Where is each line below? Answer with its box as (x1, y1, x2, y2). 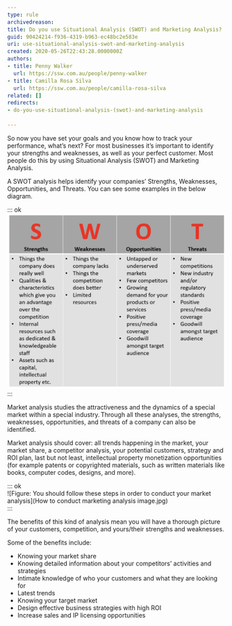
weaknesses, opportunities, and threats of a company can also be (7, 418, 197, 426)
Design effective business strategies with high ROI (17, 603, 162, 612)
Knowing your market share (17, 551, 97, 560)
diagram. (7, 191, 33, 200)
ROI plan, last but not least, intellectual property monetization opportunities (7, 453, 222, 462)
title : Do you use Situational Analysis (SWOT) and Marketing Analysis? (7, 26, 222, 33)
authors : (7, 56, 33, 63)
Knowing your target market (17, 596, 98, 604)
